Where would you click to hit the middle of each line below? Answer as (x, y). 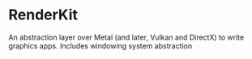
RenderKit (43, 15)
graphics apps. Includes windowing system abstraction (100, 45)
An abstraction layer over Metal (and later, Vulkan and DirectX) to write (126, 37)
